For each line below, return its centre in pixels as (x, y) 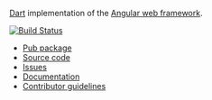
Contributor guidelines (64, 86)
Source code (46, 57)
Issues (35, 67)
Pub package (47, 48)
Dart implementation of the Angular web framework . (106, 13)
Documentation (51, 77)
